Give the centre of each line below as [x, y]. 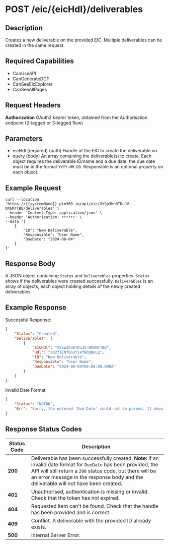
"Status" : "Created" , [37, 334]
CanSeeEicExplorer [32, 84]
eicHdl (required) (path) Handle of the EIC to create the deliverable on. [85, 151]
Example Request [33, 188]
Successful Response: [28, 320]
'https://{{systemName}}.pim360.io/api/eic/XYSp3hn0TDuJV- [68, 204]
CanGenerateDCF [31, 79]
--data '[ [16, 222]
